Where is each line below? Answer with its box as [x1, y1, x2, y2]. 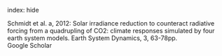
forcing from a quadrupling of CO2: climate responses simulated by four [7, 27, 215, 35]
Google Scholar [7, 41, 53, 49]
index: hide [7, 6, 40, 14]
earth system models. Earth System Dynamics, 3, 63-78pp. [7, 34, 178, 42]
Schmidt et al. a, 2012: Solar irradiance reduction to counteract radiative [7, 19, 215, 27]
